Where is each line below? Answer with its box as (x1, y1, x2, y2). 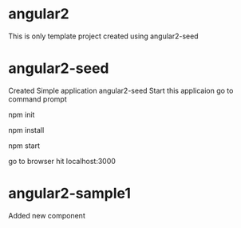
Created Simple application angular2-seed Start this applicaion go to (8, 86, 234, 95)
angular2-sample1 (8, 185, 132, 202)
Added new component (8, 210, 85, 220)
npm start (8, 141, 41, 150)
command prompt (8, 94, 67, 104)
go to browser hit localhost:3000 (8, 156, 116, 166)
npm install (8, 125, 45, 134)
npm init (8, 110, 35, 119)
